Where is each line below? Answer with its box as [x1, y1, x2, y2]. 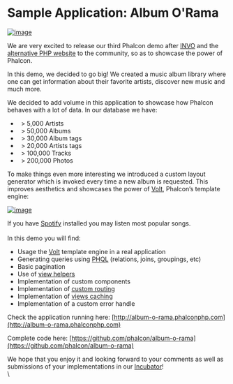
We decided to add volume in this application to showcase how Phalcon [7, 98, 214, 106]
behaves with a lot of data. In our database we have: [7, 105, 158, 114]
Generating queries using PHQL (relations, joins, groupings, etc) [17, 255, 202, 263]
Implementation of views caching [17, 292, 113, 300]
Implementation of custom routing [17, 284, 115, 293]
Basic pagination [17, 262, 66, 270]
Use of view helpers [17, 269, 75, 278]
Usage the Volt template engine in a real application [17, 247, 166, 256]
